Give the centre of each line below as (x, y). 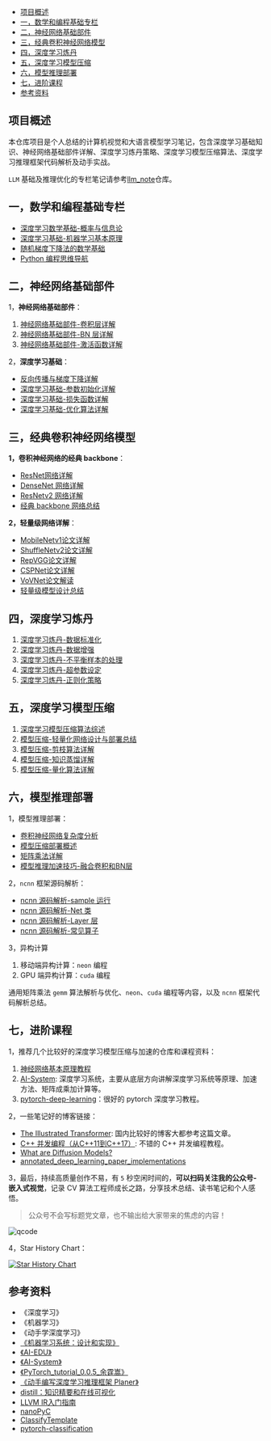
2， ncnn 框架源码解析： (47, 883)
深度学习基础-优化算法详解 (64, 409)
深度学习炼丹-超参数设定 (61, 670)
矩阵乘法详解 (41, 856)
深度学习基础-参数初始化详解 (68, 389)
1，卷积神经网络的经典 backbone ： (67, 458)
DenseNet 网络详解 (52, 486)
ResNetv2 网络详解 (52, 496)
